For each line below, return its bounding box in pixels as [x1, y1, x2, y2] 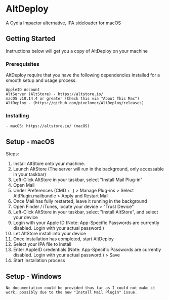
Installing [6, 112, 29, 119]
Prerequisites [6, 60, 39, 67]
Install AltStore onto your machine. [13, 160, 86, 167]
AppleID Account [6, 87, 40, 93]
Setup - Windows [6, 272, 62, 281]
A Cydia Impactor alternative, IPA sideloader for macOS [6, 20, 121, 26]
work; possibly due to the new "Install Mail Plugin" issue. [6, 289, 138, 295]
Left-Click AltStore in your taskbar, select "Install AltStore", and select [13, 209, 158, 215]
